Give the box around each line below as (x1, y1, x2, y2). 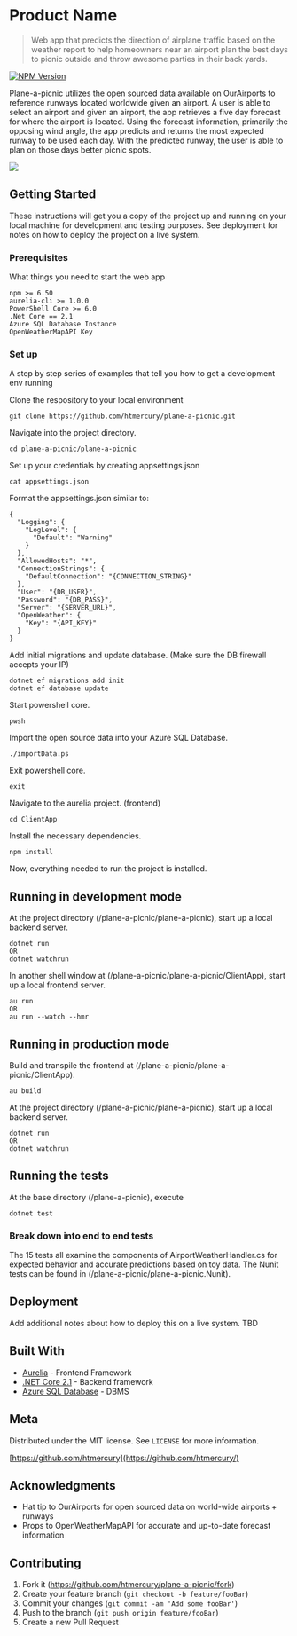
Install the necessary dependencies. (9, 830, 142, 841)
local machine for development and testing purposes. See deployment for (9, 219, 278, 231)
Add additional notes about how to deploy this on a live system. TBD (9, 1317, 259, 1328)
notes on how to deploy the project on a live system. (9, 229, 200, 240)
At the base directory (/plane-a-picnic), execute (9, 1192, 184, 1202)
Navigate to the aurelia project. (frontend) (9, 798, 161, 808)
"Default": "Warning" (32, 533, 113, 542)
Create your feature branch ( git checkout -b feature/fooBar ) (21, 1589, 249, 1600)
